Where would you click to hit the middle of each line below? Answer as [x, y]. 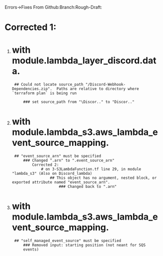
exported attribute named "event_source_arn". [61, 182]
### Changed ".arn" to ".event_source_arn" [69, 161]
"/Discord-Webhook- [106, 85]
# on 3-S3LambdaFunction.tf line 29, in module [91, 169]
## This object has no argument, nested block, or [103, 178]
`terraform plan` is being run [44, 93]
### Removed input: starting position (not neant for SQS [84, 245]
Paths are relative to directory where [98, 89]
